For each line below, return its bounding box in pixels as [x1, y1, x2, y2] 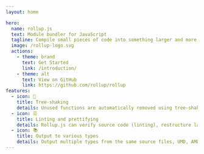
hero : [5, 19, 19, 26]
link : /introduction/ [21, 65, 77, 71]
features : [5, 88, 31, 94]
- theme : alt [16, 71, 50, 77]
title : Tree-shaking [16, 99, 69, 105]
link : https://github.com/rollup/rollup [21, 82, 126, 88]
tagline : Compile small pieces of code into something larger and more [11, 37, 197, 43]
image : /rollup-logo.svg [11, 43, 74, 49]
